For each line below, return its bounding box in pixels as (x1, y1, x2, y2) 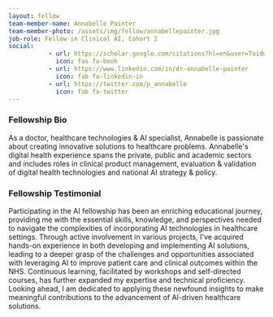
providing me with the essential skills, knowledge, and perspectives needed (8, 215, 262, 224)
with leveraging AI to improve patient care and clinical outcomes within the (8, 258, 258, 267)
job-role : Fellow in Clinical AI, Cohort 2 (8, 34, 158, 43)
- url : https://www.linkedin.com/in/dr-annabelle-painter (48, 65, 249, 73)
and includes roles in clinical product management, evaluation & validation (8, 158, 257, 168)
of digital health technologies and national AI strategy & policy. (8, 167, 218, 177)
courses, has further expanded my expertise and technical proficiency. (8, 275, 246, 284)
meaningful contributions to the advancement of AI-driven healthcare (8, 292, 241, 302)
